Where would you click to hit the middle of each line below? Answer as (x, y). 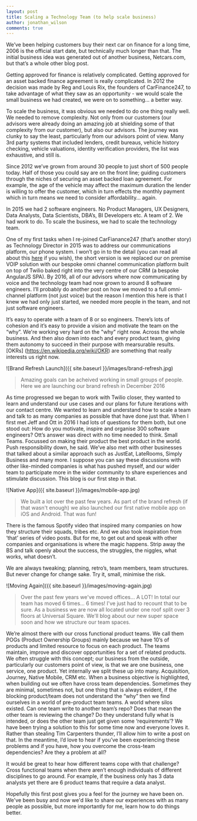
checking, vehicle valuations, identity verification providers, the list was (93, 149)
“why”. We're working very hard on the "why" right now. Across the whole (96, 332)
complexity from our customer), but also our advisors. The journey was (92, 130)
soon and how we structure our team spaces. (75, 622)
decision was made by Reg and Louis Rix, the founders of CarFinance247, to (98, 87)
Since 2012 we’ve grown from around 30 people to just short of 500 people (97, 167)
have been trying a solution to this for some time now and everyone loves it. (98, 727)
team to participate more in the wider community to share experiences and (96, 473)
